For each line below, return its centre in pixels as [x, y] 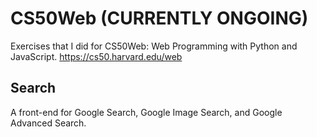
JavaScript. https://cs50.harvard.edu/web [96, 56]
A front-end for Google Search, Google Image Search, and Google [146, 112]
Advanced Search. [48, 123]
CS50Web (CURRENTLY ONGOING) [159, 18]
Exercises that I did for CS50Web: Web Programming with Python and [154, 46]
